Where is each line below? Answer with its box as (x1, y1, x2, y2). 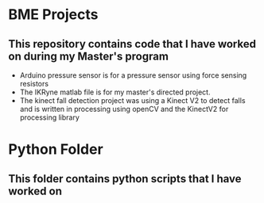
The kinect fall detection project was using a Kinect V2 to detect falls (19, 96, 246, 105)
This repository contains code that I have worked (8, 37, 257, 51)
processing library (19, 113, 80, 122)
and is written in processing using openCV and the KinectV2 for (19, 105, 229, 113)
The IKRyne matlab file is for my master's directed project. (19, 87, 211, 97)
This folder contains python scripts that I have (8, 172, 242, 186)
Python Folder (8, 140, 103, 159)
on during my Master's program (8, 49, 169, 63)
